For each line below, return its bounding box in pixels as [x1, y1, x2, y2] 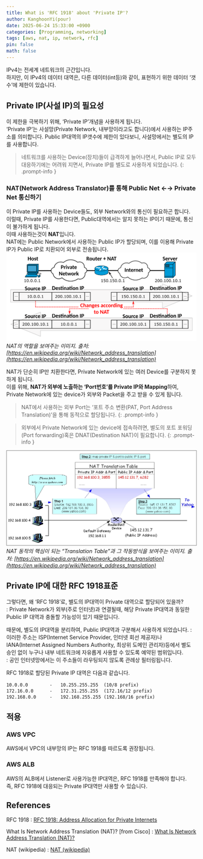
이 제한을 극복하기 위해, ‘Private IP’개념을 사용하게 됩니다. [6, 118, 143, 125]
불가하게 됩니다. [12, 222, 50, 230]
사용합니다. [12, 140, 39, 147]
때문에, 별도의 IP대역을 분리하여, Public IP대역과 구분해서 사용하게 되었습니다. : [6, 626, 192, 633]
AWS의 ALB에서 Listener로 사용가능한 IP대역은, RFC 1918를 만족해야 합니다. [6, 774, 187, 782]
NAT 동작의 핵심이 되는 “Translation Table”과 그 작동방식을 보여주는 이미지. [6, 547, 186, 554]
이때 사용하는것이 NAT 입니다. [6, 230, 76, 238]
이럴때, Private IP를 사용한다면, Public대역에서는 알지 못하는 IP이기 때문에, [6, 215, 182, 222]
